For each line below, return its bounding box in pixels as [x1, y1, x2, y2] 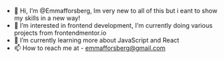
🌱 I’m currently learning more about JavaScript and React [13, 36, 180, 44]
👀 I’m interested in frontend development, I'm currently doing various [13, 22, 213, 29]
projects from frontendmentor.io [13, 28, 107, 37]
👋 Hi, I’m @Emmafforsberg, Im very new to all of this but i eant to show [13, 7, 218, 15]
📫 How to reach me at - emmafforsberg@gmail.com [13, 44, 166, 52]
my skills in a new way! [13, 14, 80, 22]
